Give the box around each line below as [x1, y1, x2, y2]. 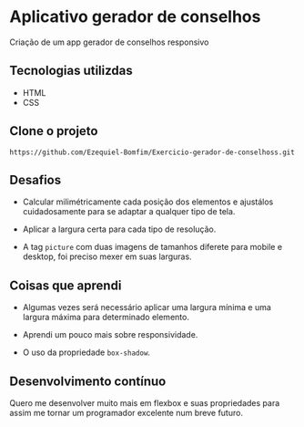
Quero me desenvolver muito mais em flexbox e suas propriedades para [9, 398, 280, 408]
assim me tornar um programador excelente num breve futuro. [9, 408, 244, 418]
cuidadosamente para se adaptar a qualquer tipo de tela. [22, 206, 236, 217]
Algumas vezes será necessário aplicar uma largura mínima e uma [22, 302, 271, 313]
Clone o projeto [9, 123, 98, 139]
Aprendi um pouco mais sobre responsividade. [22, 329, 198, 340]
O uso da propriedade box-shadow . [22, 347, 151, 358]
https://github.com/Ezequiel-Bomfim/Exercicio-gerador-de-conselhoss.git [9, 148, 296, 157]
